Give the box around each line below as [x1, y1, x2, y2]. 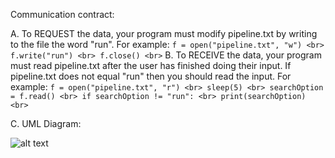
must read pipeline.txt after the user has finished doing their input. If [10, 60, 292, 71]
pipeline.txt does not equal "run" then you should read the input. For [10, 70, 292, 82]
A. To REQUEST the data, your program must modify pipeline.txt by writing [10, 28, 318, 39]
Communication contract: [10, 9, 115, 20]
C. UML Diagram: [10, 118, 82, 129]
